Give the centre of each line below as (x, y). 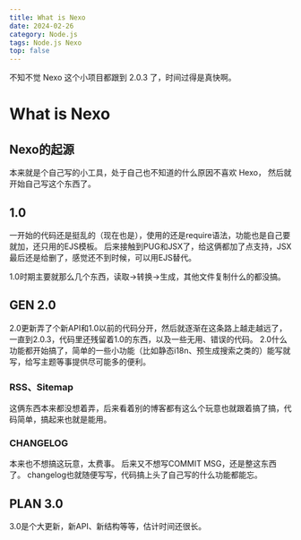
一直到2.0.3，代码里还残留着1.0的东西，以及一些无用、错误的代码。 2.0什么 (149, 339)
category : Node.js (43, 34)
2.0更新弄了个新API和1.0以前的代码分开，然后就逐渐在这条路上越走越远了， (148, 328)
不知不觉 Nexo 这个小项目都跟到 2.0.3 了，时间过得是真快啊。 (123, 78)
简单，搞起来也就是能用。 (64, 420)
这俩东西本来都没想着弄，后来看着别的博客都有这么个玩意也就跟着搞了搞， (146, 408)
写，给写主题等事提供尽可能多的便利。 (80, 361)
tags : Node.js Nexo (46, 43)
